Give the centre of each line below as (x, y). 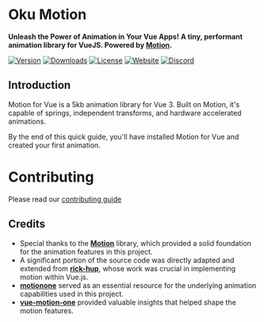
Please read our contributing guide (65, 199)
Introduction (40, 85)
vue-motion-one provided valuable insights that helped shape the (128, 302)
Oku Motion (48, 15)
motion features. (46, 310)
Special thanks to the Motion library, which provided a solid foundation (136, 243)
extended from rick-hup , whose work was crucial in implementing (128, 268)
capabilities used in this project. (72, 293)
